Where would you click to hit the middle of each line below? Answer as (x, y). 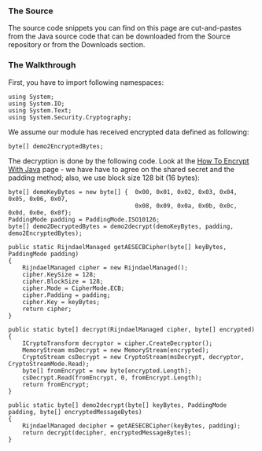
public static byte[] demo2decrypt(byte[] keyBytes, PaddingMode (117, 405)
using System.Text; (40, 110)
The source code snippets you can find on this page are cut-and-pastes (125, 28)
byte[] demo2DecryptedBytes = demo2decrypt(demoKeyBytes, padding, (121, 226)
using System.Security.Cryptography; (70, 117)
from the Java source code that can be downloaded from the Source (119, 36)
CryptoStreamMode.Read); (49, 364)
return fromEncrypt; (56, 384)
